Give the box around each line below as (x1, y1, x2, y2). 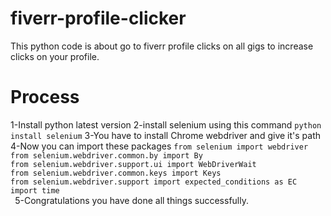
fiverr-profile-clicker (10, 7, 187, 30)
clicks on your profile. (10, 50, 100, 62)
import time (10, 185, 60, 196)
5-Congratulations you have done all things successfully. (14, 194, 249, 206)
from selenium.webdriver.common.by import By (10, 150, 203, 161)
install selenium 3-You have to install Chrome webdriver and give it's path (10, 129, 321, 141)
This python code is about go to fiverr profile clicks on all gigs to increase (10, 40, 314, 52)
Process (10, 86, 80, 109)
